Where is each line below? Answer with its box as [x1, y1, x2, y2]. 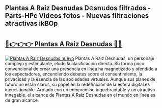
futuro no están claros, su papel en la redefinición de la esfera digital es [5, 81, 150, 87]
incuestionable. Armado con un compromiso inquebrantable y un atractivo [5, 87, 156, 93]
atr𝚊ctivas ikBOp [5, 19, 58, 28]
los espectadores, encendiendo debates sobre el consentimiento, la [5, 71, 142, 77]
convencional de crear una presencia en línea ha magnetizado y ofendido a [5, 66, 158, 72]
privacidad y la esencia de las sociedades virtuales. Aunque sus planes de [5, 76, 156, 82]
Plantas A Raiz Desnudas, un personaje [75, 55, 155, 61]
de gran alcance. [5, 97, 39, 103]
